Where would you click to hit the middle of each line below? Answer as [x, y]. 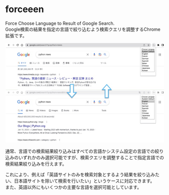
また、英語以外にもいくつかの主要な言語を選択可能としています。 [73, 187]
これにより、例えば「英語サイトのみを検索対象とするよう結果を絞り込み [80, 174]
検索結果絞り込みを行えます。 [36, 164]
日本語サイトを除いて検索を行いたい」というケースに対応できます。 [84, 181]
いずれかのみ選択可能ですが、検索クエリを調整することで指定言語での [91, 157]
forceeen [25, 9]
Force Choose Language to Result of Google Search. [60, 23]
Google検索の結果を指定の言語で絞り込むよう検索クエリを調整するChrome [83, 29]
